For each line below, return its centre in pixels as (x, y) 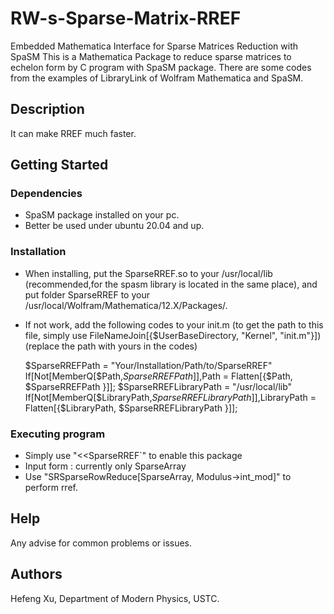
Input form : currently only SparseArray (105, 466)
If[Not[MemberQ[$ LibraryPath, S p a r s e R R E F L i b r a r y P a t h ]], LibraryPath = (170, 397)
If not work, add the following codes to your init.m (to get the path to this (174, 324)
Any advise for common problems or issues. (101, 543)
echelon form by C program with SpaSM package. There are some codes (161, 67)
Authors (36, 574)
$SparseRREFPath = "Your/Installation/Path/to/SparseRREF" (148, 365)
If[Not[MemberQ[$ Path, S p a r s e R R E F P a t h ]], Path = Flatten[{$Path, (158, 376)
